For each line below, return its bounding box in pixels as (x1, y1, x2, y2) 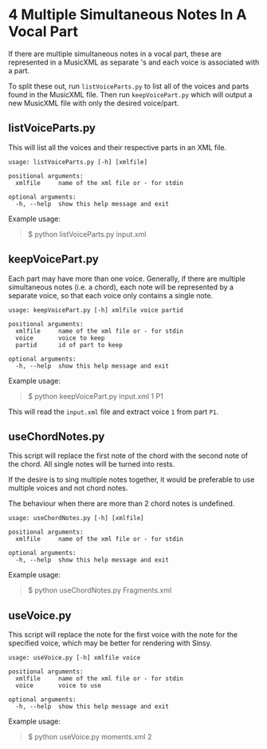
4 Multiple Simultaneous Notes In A (8, 6, 247, 24)
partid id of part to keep (15, 341, 124, 349)
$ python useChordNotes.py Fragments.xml (27, 585, 172, 595)
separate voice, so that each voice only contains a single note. (8, 290, 214, 300)
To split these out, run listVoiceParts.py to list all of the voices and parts (8, 81, 249, 91)
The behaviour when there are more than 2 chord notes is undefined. (8, 499, 235, 508)
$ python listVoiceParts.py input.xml (27, 229, 147, 238)
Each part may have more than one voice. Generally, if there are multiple (8, 274, 245, 283)
